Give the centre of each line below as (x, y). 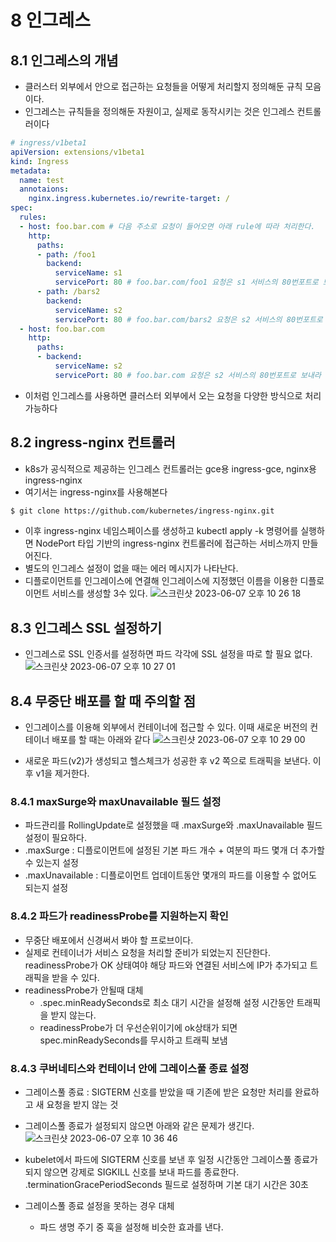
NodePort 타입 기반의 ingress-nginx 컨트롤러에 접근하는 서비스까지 (167, 543)
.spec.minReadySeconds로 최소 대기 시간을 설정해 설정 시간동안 (167, 1002)
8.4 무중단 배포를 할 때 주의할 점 (103, 701)
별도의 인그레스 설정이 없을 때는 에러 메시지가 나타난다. (131, 568)
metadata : (31, 171)
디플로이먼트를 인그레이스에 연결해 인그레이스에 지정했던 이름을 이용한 (161, 581)
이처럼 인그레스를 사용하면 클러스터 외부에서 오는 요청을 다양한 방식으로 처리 (173, 395)
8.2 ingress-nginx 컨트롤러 (93, 442)
